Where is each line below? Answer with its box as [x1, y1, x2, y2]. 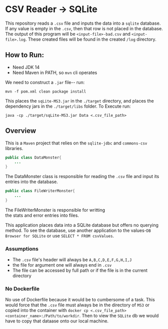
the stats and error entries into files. [5, 212, 79, 218]
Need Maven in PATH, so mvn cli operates [12, 69, 97, 75]
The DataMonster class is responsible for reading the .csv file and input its [5, 174, 159, 180]
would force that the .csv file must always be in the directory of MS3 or [5, 302, 150, 308]
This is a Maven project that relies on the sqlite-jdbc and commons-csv [5, 140, 147, 146]
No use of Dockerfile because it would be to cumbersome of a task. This [5, 297, 155, 303]
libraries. [5, 145, 24, 151]
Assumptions [5, 245, 39, 252]
